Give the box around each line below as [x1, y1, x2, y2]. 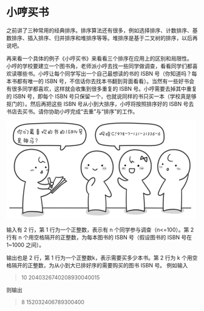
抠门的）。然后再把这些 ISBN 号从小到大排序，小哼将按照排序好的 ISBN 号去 [6, 100, 194, 107]
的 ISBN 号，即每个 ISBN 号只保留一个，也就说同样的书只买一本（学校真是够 [6, 92, 197, 100]
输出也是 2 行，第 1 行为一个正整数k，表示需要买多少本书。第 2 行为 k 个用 [6, 254, 192, 261]
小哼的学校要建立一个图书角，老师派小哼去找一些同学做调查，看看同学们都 [6, 62, 192, 70]
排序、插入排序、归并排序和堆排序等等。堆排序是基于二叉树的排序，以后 [11, 34, 192, 41]
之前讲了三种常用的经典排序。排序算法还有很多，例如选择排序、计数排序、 [6, 27, 192, 34]
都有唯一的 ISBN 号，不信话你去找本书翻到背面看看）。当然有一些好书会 [16, 77, 195, 85]
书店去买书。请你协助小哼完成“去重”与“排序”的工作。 [6, 107, 138, 115]
